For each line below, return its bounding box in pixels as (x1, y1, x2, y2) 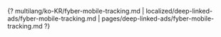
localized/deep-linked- (145, 7, 213, 15)
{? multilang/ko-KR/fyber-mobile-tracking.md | (7, 7, 145, 15)
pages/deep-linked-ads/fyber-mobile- (101, 14, 215, 23)
